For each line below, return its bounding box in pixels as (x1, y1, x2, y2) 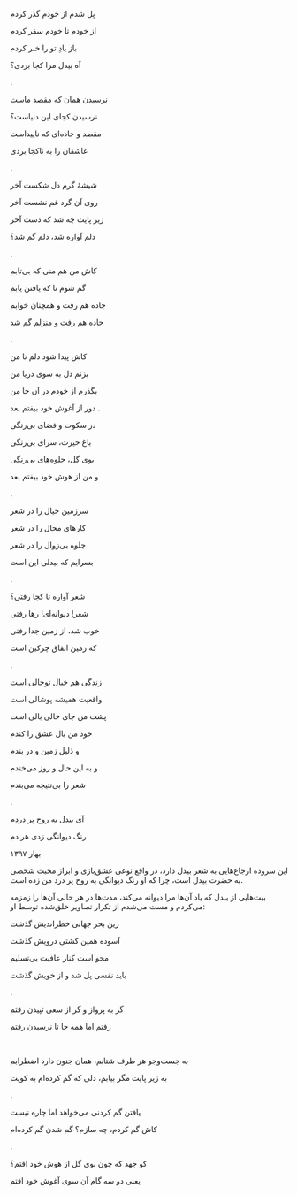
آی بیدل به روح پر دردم (10, 814, 85, 824)
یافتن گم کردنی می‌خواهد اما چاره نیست (10, 1107, 141, 1117)
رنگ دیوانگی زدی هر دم (10, 831, 87, 841)
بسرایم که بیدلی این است (10, 557, 94, 567)
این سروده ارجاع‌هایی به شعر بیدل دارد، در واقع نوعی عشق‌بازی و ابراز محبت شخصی (10, 865, 288, 876)
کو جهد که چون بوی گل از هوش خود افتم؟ (10, 1159, 148, 1168)
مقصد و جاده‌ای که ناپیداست (10, 128, 103, 139)
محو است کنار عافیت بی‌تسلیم (10, 953, 110, 963)
